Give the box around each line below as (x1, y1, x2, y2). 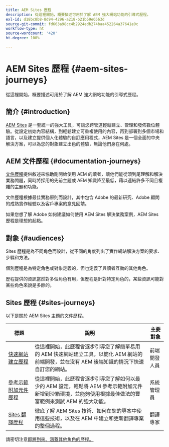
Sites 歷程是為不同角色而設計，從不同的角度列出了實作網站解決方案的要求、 (6, 248, 162, 254)
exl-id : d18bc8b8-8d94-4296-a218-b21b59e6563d (6, 17, 105, 22)
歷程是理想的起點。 (6, 217, 46, 224)
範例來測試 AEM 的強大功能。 (40, 398, 109, 405)
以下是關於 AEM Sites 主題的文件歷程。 (6, 313, 87, 319)
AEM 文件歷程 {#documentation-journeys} (6, 157, 141, 166)
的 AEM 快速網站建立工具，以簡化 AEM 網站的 (35, 351, 143, 358)
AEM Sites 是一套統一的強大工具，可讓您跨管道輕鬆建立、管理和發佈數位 (6, 122, 155, 128)
